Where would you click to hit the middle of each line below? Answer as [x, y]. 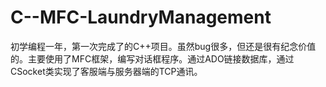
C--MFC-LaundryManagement [141, 17]
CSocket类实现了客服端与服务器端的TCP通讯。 [106, 71]
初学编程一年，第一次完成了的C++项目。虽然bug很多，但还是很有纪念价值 [163, 46]
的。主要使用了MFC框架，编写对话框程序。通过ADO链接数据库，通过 [152, 58]
